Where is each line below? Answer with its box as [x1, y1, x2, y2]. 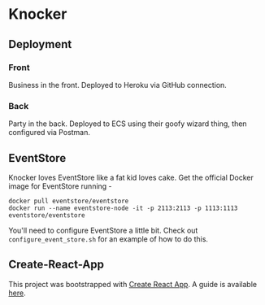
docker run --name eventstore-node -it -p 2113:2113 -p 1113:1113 [8, 204, 238, 212]
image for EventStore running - [8, 181, 112, 191]
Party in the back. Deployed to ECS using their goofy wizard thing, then [8, 119, 247, 129]
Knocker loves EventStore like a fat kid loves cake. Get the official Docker [8, 172, 254, 182]
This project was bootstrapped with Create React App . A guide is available [8, 279, 258, 289]
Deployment [8, 37, 72, 51]
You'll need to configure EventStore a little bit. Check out [8, 225, 198, 235]
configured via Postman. [8, 128, 91, 137]
